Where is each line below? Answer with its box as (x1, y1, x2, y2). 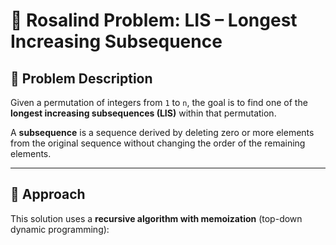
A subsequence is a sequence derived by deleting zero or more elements (10, 127, 315, 138)
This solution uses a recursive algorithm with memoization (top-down (10, 212, 303, 224)
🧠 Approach (10, 186, 86, 203)
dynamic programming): (10, 223, 110, 235)
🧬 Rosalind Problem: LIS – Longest (10, 9, 298, 32)
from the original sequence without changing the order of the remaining (10, 137, 306, 149)
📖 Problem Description (10, 70, 153, 87)
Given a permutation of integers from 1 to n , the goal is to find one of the (10, 97, 308, 108)
